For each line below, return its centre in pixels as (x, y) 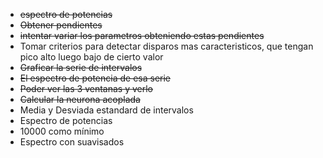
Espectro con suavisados (72, 142)
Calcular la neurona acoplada (80, 99)
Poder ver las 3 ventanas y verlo (86, 88)
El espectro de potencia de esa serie (95, 78)
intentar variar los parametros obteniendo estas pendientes (142, 35)
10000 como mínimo (62, 131)
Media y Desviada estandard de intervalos (106, 110)
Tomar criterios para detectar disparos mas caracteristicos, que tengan (166, 46)
